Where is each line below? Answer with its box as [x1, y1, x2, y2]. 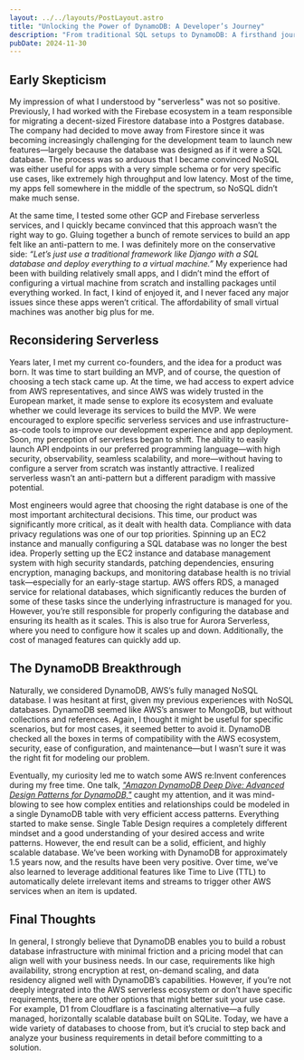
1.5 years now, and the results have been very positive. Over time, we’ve [9, 856, 279, 867]
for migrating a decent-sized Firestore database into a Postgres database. [9, 115, 285, 127]
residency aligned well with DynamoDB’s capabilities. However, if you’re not [9, 974, 291, 985]
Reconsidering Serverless [9, 333, 159, 348]
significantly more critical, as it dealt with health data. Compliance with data [9, 519, 292, 530]
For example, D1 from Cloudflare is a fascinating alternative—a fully [9, 1003, 261, 1014]
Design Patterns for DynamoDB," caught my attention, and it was [9, 789, 252, 800]
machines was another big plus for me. [9, 306, 155, 317]
